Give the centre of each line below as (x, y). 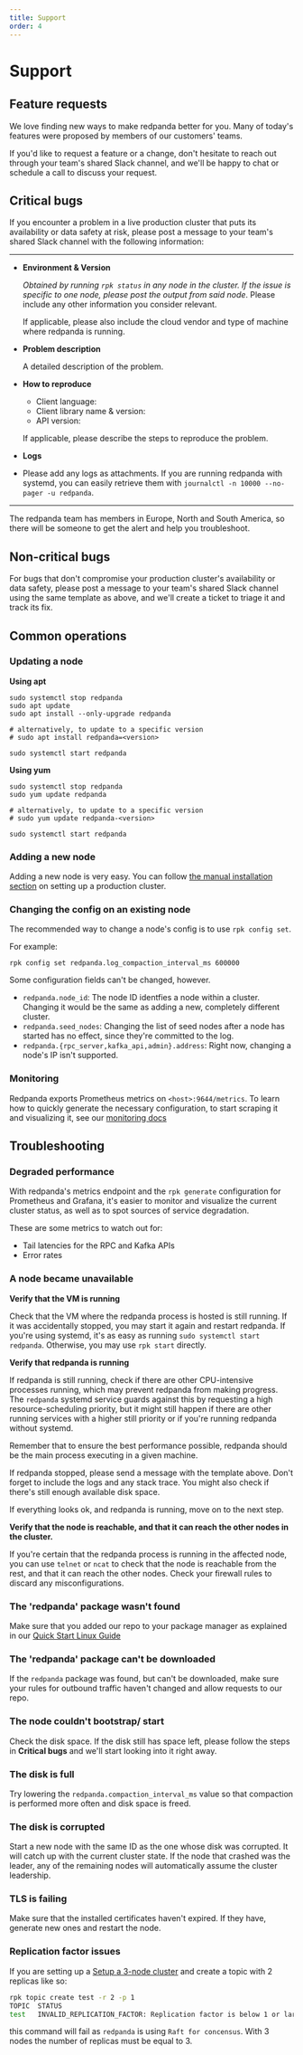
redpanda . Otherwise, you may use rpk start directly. (108, 1345)
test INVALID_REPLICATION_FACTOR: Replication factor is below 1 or (145, 2014)
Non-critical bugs (60, 557)
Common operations (68, 635)
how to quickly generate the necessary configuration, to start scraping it (143, 1108)
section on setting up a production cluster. (88, 886)
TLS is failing (38, 1899)
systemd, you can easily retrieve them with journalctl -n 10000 (142, 483)
